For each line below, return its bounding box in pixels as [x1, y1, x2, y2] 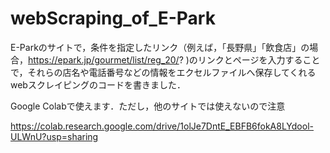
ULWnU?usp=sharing [10, 130, 99, 142]
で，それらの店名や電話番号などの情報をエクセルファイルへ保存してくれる [10, 66, 317, 78]
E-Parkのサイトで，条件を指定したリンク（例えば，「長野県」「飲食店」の [10, 41, 310, 53]
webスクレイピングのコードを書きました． [10, 78, 186, 91]
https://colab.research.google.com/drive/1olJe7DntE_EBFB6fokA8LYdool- [10, 120, 314, 132]
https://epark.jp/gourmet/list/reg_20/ [28, 53, 180, 66]
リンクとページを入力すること [197, 53, 321, 66]
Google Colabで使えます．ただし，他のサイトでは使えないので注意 [10, 100, 286, 112]
